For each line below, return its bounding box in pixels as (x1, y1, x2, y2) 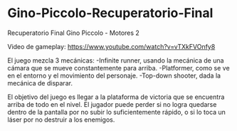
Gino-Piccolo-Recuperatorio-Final (7, 5, 214, 21)
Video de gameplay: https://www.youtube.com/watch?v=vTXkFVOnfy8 (7, 42, 216, 51)
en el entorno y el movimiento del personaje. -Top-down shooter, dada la (7, 71, 221, 80)
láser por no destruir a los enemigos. (7, 115, 115, 124)
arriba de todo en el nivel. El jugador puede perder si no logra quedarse (7, 100, 217, 108)
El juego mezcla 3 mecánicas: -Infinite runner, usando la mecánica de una (7, 56, 224, 65)
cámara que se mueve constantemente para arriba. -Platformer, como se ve (7, 63, 230, 72)
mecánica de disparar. (7, 78, 73, 87)
